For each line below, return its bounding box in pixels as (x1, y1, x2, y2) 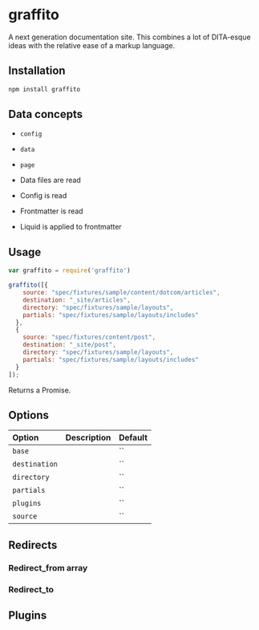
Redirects (8, 538, 58, 551)
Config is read (19, 191, 67, 201)
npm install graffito (8, 85, 81, 93)
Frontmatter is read (19, 206, 83, 216)
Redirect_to (8, 583, 55, 595)
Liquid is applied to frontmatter (19, 222, 122, 232)
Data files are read (19, 175, 82, 185)
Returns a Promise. (8, 385, 71, 395)
